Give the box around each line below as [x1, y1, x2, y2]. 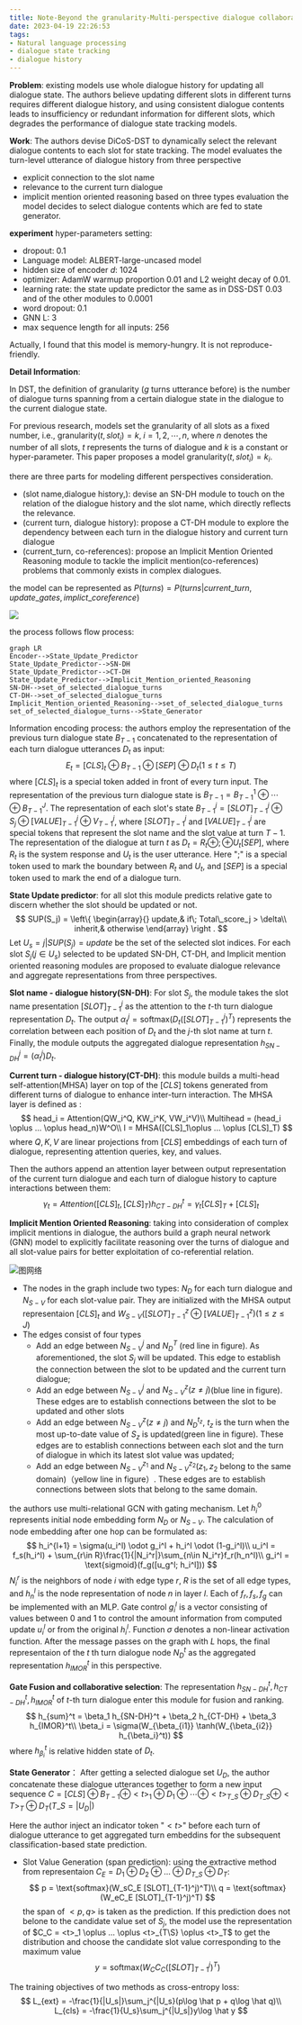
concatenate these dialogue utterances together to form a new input [9, 1779, 262, 1790]
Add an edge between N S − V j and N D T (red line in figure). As [35, 1339, 260, 1353]
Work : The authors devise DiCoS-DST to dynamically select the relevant [9, 136, 277, 146]
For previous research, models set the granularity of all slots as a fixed [9, 421, 270, 431]
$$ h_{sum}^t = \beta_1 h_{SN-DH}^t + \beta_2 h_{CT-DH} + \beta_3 [25, 1711, 277, 1721]
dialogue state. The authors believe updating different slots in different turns [9, 89, 292, 100]
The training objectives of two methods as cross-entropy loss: [9, 1981, 240, 1992]
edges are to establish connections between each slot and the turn [35, 1440, 284, 1451]
